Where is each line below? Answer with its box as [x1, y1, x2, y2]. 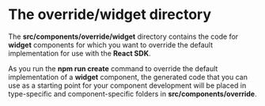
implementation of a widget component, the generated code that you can [8, 72, 248, 81]
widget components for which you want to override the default [8, 40, 214, 49]
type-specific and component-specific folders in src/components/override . [8, 89, 257, 98]
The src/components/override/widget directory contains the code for [8, 32, 239, 41]
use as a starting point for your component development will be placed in [8, 81, 247, 90]
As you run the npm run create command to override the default [8, 63, 218, 73]
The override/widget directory [8, 6, 212, 24]
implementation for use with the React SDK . [8, 48, 152, 58]
